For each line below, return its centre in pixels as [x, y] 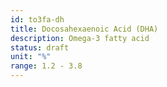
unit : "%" [31, 57]
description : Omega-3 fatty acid [80, 38]
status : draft [40, 47]
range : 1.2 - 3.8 [46, 66]
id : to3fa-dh [37, 19]
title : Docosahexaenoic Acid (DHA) [84, 29]
